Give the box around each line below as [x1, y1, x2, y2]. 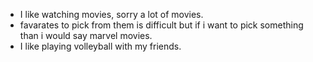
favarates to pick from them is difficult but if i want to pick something [19, 19, 304, 31]
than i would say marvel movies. [19, 30, 153, 41]
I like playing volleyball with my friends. [19, 40, 182, 52]
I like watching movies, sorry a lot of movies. [19, 9, 204, 20]
